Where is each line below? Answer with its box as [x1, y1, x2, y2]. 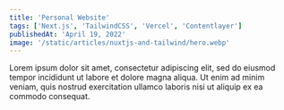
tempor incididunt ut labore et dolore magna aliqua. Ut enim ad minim [9, 72, 265, 83]
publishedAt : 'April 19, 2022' [9, 30, 126, 38]
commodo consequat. [9, 91, 90, 102]
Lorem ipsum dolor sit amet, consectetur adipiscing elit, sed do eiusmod [9, 63, 276, 73]
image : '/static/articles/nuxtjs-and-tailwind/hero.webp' [9, 38, 230, 47]
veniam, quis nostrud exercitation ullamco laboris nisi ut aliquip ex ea [9, 81, 263, 92]
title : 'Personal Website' [9, 13, 110, 22]
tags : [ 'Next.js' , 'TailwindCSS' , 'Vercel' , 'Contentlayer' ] [9, 21, 243, 30]
